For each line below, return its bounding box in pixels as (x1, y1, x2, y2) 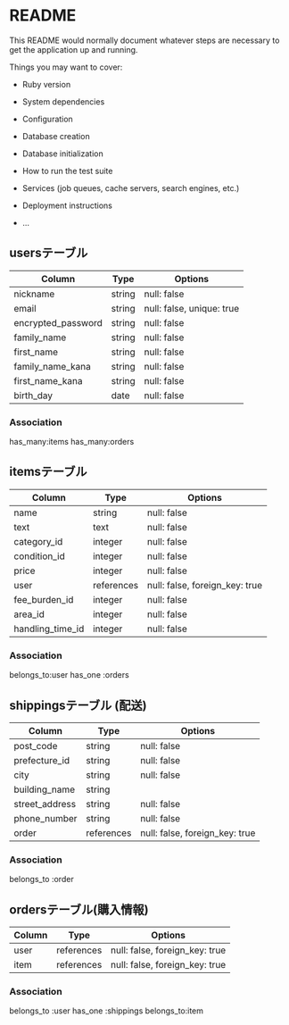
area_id (13, 608, 45, 621)
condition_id (13, 550, 65, 562)
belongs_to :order (9, 874, 74, 885)
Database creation (21, 130, 91, 141)
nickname (13, 287, 55, 300)
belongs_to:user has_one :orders (9, 670, 129, 680)
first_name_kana (13, 374, 83, 387)
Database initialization (21, 148, 104, 159)
